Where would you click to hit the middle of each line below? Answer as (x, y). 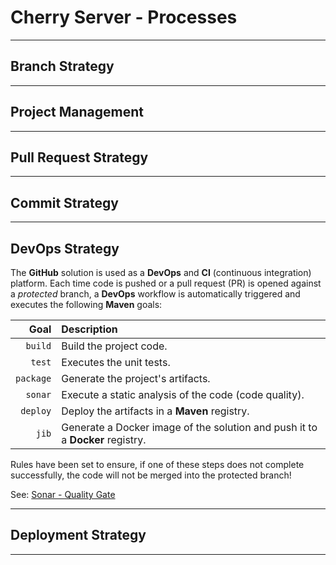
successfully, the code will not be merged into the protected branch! (151, 475)
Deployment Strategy (78, 535)
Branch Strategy (62, 66)
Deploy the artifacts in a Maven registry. (155, 411)
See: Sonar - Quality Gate (63, 494)
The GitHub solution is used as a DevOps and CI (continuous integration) (161, 272)
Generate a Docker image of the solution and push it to (189, 427)
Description (89, 329)
